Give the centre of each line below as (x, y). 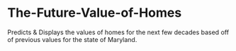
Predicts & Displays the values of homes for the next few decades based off (118, 32)
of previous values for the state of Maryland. (72, 39)
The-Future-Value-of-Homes (95, 13)
